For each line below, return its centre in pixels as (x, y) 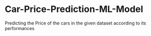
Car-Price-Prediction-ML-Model (74, 9)
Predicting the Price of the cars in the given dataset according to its (75, 23)
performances (20, 28)
